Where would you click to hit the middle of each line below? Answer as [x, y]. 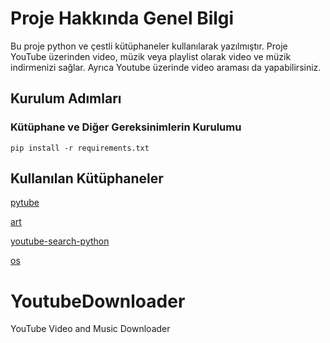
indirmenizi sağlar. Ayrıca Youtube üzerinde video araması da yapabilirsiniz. [166, 67]
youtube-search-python [60, 241]
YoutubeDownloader [98, 301]
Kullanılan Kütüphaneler [87, 178]
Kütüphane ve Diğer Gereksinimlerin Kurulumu [126, 127]
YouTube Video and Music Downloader [90, 329]
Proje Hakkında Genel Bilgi [122, 18]
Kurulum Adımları [66, 98]
